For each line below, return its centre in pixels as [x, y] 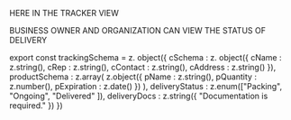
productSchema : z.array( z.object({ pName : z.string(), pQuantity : [133, 77]
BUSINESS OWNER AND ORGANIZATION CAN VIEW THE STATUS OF [137, 30]
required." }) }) [36, 106]
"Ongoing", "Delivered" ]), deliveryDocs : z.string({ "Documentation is [139, 96]
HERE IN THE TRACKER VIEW [64, 13]
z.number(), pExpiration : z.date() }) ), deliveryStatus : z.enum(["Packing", [145, 86]
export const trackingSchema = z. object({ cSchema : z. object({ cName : [145, 57]
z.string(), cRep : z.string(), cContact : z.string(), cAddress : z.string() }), [143, 67]
